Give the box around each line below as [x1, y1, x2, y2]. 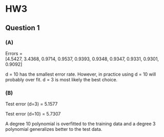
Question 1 [5, 24, 40, 32]
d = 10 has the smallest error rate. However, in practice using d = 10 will [5, 71, 156, 77]
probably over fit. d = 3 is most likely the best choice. [5, 76, 118, 82]
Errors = [5, 50, 23, 56]
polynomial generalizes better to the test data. [5, 126, 102, 132]
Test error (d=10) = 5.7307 [5, 111, 61, 117]
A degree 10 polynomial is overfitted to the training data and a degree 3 [5, 121, 156, 127]
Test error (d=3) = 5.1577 [5, 101, 58, 107]
